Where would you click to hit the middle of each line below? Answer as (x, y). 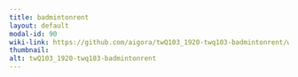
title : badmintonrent (49, 17)
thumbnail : (29, 50)
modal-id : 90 (33, 34)
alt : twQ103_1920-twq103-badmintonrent (83, 58)
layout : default (39, 26)
